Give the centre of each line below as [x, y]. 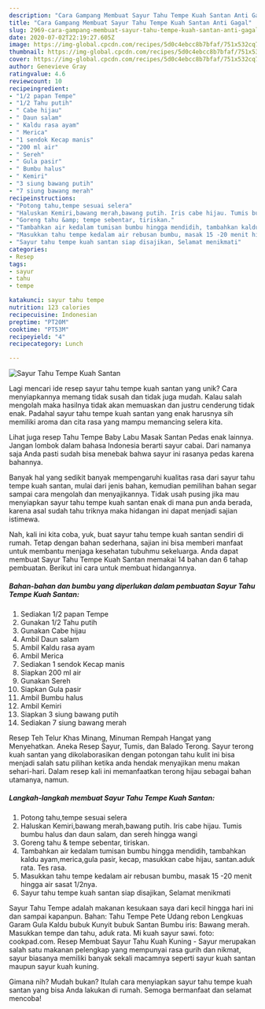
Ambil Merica [42, 656]
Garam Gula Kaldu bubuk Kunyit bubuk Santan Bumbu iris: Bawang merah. [129, 925]
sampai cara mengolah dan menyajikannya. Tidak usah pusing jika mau [124, 494]
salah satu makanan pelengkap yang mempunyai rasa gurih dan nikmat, [125, 950]
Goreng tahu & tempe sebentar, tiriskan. [85, 843]
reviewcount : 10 [35, 81]
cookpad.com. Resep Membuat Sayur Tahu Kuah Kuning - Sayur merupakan [132, 941]
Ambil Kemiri [41, 706]
